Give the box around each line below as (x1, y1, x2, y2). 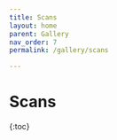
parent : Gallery (9, 29, 69, 38)
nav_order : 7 (9, 37, 58, 47)
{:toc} (9, 121, 30, 132)
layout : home (9, 21, 58, 30)
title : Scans (9, 12, 58, 22)
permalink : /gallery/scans (9, 46, 109, 55)
